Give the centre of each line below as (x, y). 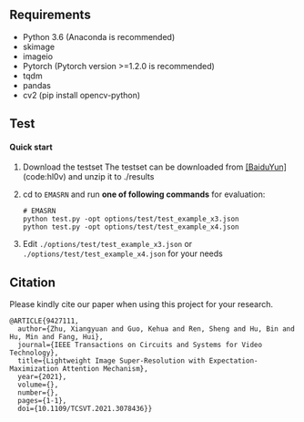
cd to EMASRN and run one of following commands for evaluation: (144, 194)
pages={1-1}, (42, 401)
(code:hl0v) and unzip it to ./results (88, 177)
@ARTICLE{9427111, (44, 321)
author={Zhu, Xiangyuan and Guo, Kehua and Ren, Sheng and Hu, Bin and (157, 329)
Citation (33, 282)
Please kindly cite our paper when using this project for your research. (142, 304)
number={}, (38, 393)
